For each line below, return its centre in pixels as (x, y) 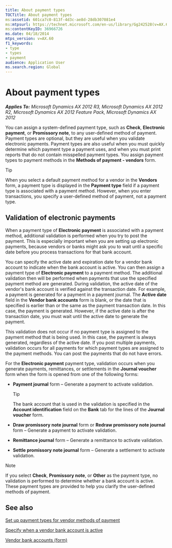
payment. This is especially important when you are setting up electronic (82, 241)
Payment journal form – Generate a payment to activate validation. (83, 384)
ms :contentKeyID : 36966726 (34, 29)
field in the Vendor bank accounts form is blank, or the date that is (76, 300)
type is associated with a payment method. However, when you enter (78, 191)
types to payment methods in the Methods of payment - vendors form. (81, 160)
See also (19, 508)
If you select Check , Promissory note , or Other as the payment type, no (82, 475)
